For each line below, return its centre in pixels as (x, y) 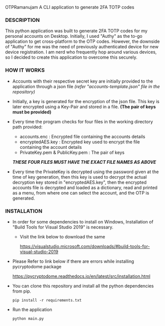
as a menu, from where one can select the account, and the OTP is (81, 193)
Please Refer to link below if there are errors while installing (73, 261)
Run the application (32, 309)
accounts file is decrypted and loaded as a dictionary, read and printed (85, 187)
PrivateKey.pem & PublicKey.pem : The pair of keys (72, 152)
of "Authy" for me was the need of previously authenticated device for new (82, 47)
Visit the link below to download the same (62, 236)
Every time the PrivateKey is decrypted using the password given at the (85, 172)
